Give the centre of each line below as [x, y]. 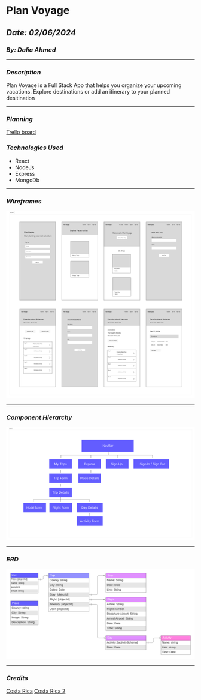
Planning [19, 119]
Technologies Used [35, 148]
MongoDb [27, 180]
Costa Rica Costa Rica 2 [36, 691]
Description [24, 72]
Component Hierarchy [39, 417]
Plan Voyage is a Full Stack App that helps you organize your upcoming [94, 85]
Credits [17, 678]
